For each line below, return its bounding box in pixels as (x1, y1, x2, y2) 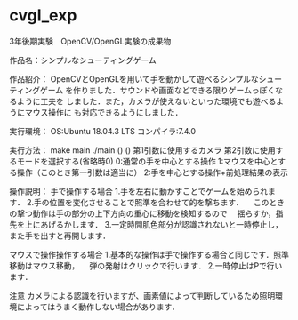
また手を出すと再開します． (9, 230, 111, 241)
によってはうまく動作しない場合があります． (16, 301, 181, 312)
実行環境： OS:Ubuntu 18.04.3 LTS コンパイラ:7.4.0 (9, 125, 197, 136)
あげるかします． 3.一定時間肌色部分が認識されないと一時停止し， (39, 219, 283, 229)
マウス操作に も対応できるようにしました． (24, 107, 183, 117)
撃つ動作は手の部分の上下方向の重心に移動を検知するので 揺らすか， (16, 208, 276, 219)
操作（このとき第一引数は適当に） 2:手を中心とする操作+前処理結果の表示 (16, 166, 289, 178)
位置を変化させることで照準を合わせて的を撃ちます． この (48, 196, 270, 207)
